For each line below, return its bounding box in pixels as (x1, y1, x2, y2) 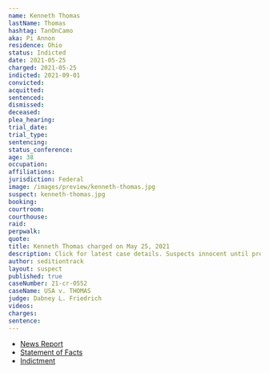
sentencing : (8, 138, 48, 146)
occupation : (8, 161, 48, 169)
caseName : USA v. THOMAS (8, 287, 91, 295)
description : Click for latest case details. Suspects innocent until (8, 250, 249, 258)
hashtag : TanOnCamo (8, 26, 74, 34)
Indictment (19, 355, 56, 365)
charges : (8, 309, 38, 317)
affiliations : (8, 168, 56, 176)
